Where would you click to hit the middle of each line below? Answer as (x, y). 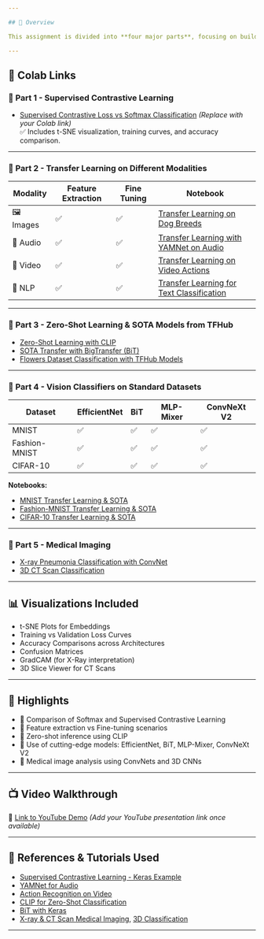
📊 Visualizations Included (73, 603)
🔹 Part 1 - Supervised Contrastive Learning (91, 98)
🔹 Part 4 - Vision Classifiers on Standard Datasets (105, 387)
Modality (30, 194)
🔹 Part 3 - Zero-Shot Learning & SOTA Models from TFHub (121, 325)
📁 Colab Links (42, 75)
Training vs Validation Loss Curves (75, 635)
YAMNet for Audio (49, 885)
